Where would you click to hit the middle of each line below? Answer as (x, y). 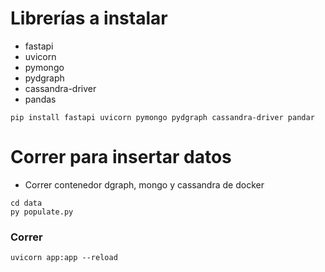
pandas (40, 99)
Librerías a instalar (89, 18)
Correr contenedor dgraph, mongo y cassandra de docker (144, 184)
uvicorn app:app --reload (64, 258)
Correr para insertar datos (121, 157)
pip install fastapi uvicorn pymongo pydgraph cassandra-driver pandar (162, 117)
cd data (26, 203)
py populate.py (42, 212)
